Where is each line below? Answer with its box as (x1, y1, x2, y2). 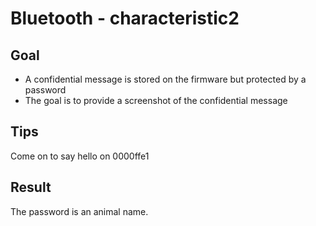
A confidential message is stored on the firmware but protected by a (24, 73, 307, 85)
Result (10, 179, 52, 196)
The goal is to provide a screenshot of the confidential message (24, 95, 288, 106)
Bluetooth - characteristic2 (10, 7, 240, 30)
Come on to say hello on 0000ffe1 (10, 150, 150, 162)
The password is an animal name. (10, 205, 149, 217)
